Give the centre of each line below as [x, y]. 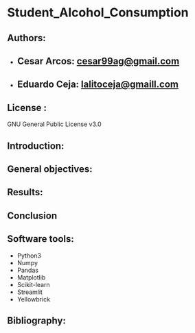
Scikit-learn [33, 284]
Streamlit [30, 292]
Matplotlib [31, 277]
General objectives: [50, 169]
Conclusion [32, 215]
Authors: [26, 38]
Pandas [28, 270]
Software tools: [41, 239]
